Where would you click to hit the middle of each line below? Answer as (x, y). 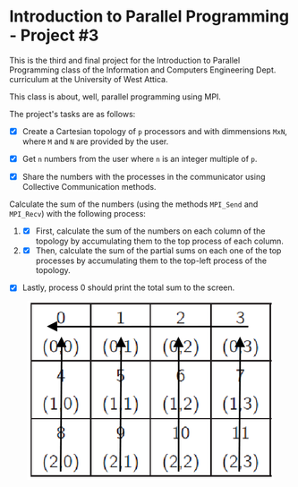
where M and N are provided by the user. (95, 141)
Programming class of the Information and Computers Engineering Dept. (143, 70)
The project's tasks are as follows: (72, 114)
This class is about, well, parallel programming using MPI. (115, 97)
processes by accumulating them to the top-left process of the (151, 261)
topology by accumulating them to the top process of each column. (160, 241)
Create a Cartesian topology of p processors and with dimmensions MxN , (155, 131)
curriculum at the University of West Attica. (89, 79)
